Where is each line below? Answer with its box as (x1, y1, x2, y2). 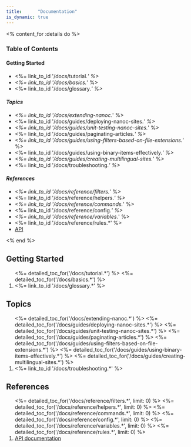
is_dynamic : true (6, 14, 49, 20)
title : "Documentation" (6, 8, 78, 15)
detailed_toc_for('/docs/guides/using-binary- (73, 346, 182, 353)
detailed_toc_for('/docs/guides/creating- (87, 352, 186, 359)
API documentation (14, 435, 62, 442)
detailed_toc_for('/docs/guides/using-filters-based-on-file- (14, 339, 158, 347)
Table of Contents (6, 45, 59, 53)
